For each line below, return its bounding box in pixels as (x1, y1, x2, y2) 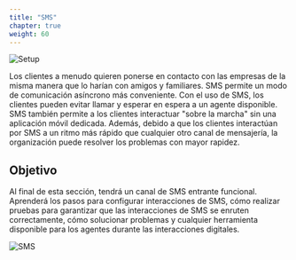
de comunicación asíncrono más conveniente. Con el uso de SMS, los (9, 90, 264, 100)
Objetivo (9, 162, 58, 177)
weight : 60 (9, 29, 50, 38)
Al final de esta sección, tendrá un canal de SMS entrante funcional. (9, 186, 257, 197)
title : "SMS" (9, 12, 58, 22)
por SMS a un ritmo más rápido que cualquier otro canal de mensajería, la (9, 128, 278, 138)
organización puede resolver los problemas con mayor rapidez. (9, 137, 241, 147)
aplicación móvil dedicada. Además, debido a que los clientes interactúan (9, 118, 278, 129)
